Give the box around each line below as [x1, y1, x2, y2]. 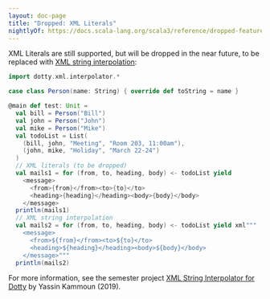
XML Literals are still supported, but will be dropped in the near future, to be [8, 49, 260, 59]
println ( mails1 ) [15, 207, 70, 215]
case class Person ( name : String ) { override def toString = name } [8, 88, 239, 96]
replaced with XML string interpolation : [8, 57, 137, 67]
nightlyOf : [8, 27, 45, 35]
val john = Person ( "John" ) [15, 117, 106, 125]
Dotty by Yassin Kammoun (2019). [8, 282, 121, 292]
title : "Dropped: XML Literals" [8, 19, 117, 27]
